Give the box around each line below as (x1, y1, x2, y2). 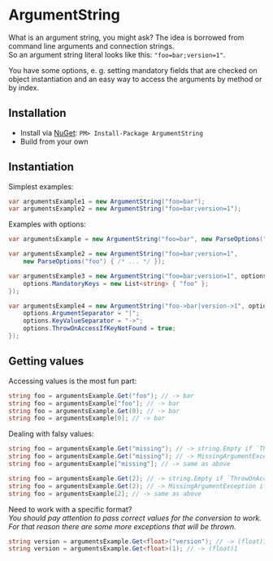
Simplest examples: (8, 181, 74, 192)
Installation (8, 106, 67, 120)
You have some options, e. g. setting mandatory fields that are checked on (8, 65, 258, 75)
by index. (8, 83, 39, 93)
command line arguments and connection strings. (8, 41, 175, 50)
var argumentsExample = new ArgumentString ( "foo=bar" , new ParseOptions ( (8, 235, 264, 244)
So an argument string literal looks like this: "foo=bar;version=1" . (8, 50, 226, 59)
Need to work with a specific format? (8, 504, 132, 514)
